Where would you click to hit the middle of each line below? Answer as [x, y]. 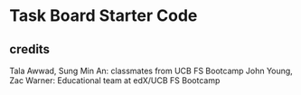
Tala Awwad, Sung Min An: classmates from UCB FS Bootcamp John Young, [151, 71]
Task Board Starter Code [103, 16]
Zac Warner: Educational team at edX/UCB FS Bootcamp [115, 81]
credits [30, 49]
